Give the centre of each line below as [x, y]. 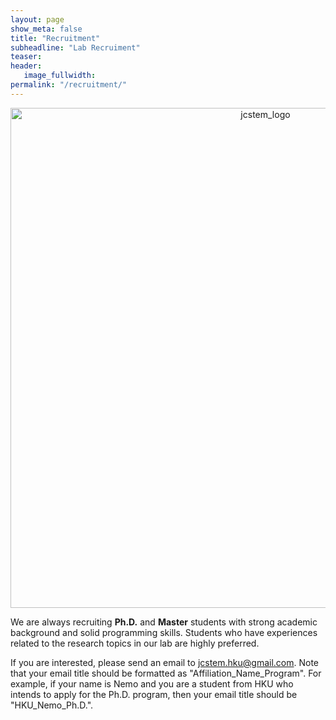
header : [26, 66]
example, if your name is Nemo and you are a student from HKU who [152, 683]
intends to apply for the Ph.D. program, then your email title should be [154, 694]
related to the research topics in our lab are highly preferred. [135, 643]
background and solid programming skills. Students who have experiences [164, 632]
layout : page [37, 19]
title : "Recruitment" [55, 38]
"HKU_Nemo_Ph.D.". [52, 705]
